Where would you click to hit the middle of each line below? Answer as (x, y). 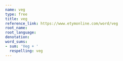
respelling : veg (26, 51)
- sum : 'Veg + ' (22, 46)
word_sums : (16, 42)
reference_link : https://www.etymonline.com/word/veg (62, 23)
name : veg (15, 10)
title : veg (16, 19)
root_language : (21, 32)
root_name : (16, 28)
